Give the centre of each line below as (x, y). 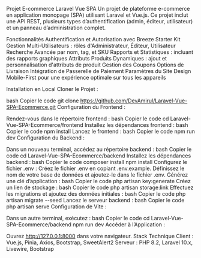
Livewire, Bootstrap (30, 249)
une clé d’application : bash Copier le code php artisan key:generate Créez (98, 181)
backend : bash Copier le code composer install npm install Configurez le (97, 162)
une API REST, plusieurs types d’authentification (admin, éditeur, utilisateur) (100, 21)
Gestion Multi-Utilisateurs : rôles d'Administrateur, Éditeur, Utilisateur (91, 45)
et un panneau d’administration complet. (56, 28)
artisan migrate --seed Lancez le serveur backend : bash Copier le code (95, 200)
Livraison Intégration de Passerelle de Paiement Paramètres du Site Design (99, 71)
